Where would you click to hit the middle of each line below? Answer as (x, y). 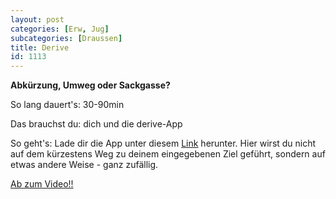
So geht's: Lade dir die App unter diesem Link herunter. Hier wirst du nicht (163, 143)
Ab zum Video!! (42, 184)
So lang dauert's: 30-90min (67, 105)
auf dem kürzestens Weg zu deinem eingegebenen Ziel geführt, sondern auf (168, 154)
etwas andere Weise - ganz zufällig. (84, 165)
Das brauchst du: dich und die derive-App (96, 124)
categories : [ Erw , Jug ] (60, 29)
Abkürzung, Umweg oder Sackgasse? (90, 85)
